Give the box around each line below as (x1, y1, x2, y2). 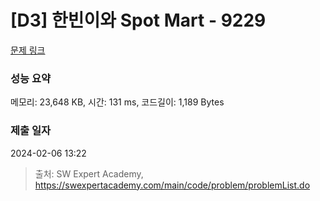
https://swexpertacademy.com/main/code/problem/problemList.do (34, 179, 311, 191)
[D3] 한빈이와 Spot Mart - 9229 (10, 9, 267, 32)
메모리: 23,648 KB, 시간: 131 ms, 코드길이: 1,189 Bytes (10, 96, 225, 108)
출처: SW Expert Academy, (34, 167, 144, 180)
